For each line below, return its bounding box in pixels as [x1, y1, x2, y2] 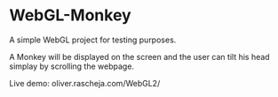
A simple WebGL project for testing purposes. [9, 34, 177, 45]
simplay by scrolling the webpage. [9, 61, 135, 71]
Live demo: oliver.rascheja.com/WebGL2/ [9, 78, 161, 88]
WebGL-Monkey [9, 5, 131, 26]
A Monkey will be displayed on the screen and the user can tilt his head [9, 51, 270, 62]
